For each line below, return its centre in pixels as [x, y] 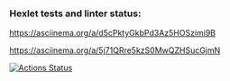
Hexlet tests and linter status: [75, 13]
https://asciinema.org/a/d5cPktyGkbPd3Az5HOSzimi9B [113, 33]
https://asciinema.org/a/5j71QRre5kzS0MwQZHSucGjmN [115, 50]
